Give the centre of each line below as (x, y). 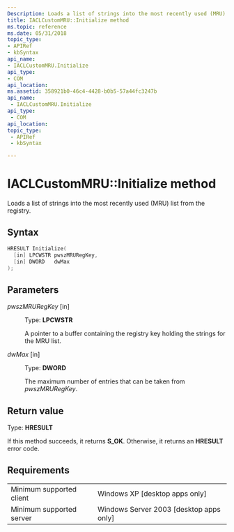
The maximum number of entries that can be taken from (105, 381)
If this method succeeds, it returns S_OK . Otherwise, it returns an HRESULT (115, 441)
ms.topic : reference (37, 26)
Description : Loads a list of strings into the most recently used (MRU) (117, 14)
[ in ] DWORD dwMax (42, 261)
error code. (23, 448)
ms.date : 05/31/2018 (37, 33)
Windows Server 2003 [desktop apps (159, 509)
